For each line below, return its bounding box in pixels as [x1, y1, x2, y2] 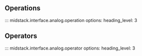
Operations [5, 4, 41, 12]
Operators [5, 32, 38, 40]
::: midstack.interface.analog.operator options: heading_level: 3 [5, 45, 135, 51]
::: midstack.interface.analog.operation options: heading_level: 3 [5, 17, 137, 23]
